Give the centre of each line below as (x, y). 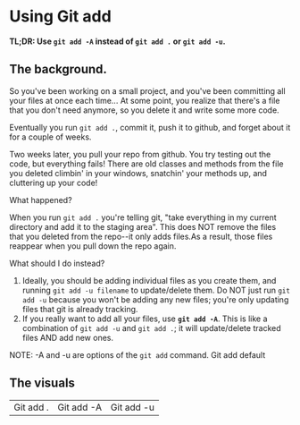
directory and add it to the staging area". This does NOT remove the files (143, 226)
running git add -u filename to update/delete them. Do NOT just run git (156, 290)
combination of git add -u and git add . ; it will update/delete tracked (151, 327)
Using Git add (60, 17)
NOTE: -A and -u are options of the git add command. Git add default (137, 354)
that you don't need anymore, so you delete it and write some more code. (144, 110)
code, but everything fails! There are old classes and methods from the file (146, 164)
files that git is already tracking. (80, 309)
